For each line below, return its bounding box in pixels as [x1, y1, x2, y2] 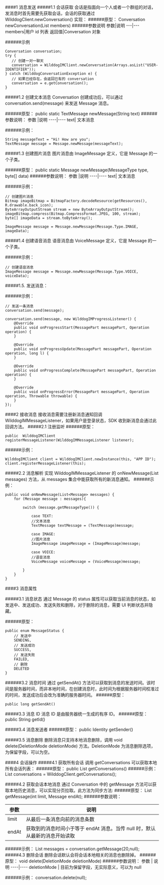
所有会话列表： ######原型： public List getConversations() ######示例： [5, 766, 158, 771]
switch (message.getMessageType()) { [22, 505, 99, 510]
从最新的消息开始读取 [26, 833, 75, 839]
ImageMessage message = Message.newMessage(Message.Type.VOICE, [5, 269, 139, 274]
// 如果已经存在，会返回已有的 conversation [11, 76, 94, 81]
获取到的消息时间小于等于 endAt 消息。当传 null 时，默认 [26, 825, 156, 832]
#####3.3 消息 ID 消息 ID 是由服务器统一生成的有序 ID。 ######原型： [5, 711, 148, 717]
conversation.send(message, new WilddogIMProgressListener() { [5, 317, 137, 322]
